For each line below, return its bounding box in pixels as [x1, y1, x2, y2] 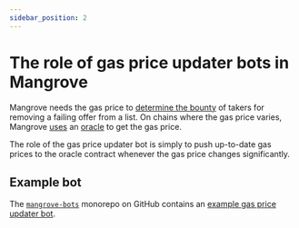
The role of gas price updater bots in [9, 52, 289, 73]
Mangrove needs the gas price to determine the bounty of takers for [9, 102, 265, 113]
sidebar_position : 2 [9, 13, 88, 23]
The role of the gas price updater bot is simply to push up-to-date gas [9, 138, 272, 150]
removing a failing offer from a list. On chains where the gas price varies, [9, 111, 283, 123]
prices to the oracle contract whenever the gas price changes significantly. [9, 148, 291, 159]
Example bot [9, 174, 82, 190]
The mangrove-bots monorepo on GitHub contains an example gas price [9, 199, 277, 210]
